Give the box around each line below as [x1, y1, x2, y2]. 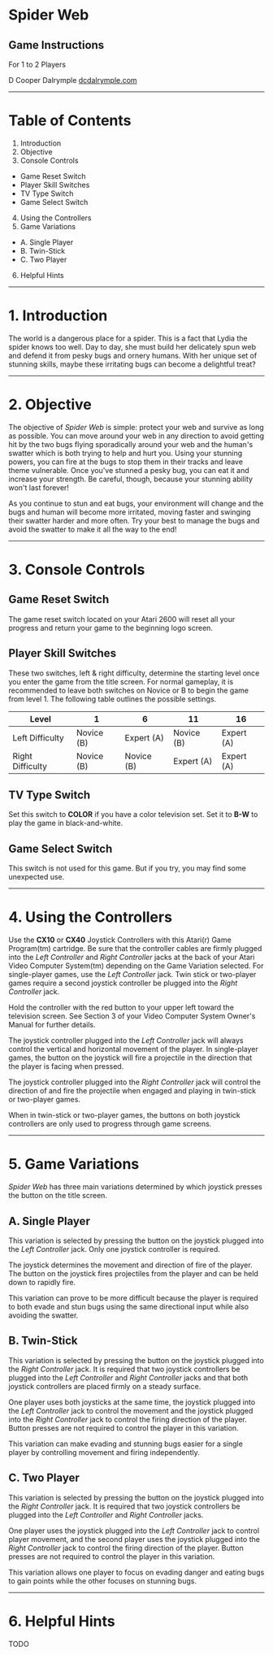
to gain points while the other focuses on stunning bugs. [8, 1575, 197, 1586]
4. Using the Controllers [8, 908, 173, 927]
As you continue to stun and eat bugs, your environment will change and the [8, 498, 264, 508]
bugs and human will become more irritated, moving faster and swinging [8, 506, 251, 517]
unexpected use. [8, 872, 65, 882]
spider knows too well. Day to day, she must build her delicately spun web [8, 341, 257, 351]
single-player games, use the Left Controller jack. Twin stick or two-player [8, 970, 257, 980]
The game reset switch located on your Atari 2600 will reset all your [8, 614, 236, 623]
